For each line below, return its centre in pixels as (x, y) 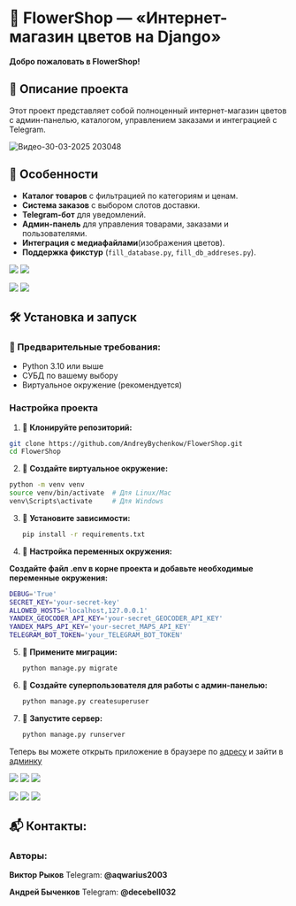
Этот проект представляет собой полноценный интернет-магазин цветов (148, 111)
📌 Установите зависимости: (76, 518)
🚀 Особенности (54, 175)
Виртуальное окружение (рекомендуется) (102, 385)
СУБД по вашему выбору (70, 376)
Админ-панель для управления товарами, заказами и (125, 224)
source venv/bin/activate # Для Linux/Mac (91, 493)
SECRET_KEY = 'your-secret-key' (65, 602)
